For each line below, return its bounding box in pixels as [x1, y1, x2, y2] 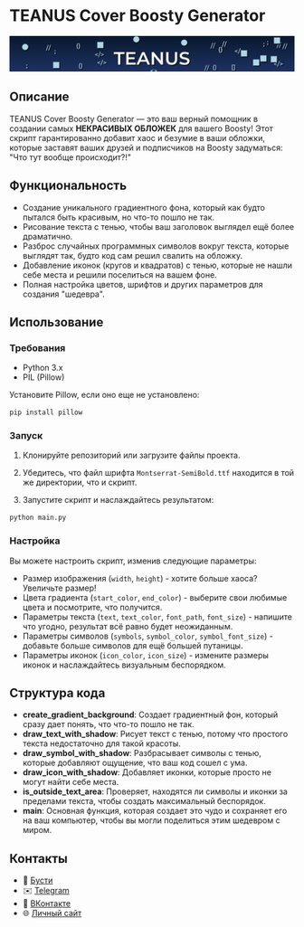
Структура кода [9, 685, 106, 701]
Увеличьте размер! [22, 582, 97, 593]
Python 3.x [22, 363, 63, 374]
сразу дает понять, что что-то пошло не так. [22, 719, 195, 730]
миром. [22, 825, 52, 836]
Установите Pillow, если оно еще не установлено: [9, 390, 200, 401]
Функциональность [9, 178, 128, 194]
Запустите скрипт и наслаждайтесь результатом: [22, 495, 214, 506]
